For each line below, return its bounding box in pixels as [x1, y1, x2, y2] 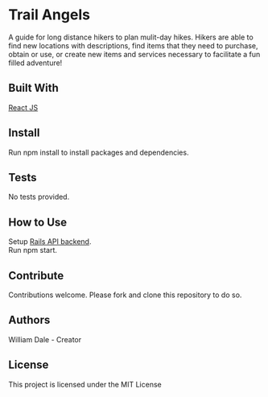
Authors [8, 313, 51, 327]
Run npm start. [8, 246, 58, 255]
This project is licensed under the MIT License [8, 379, 163, 389]
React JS [8, 102, 39, 112]
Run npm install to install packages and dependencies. [8, 147, 189, 157]
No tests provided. [8, 192, 70, 202]
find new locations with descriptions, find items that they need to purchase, [8, 40, 259, 50]
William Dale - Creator [8, 334, 82, 344]
